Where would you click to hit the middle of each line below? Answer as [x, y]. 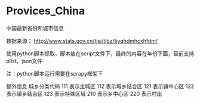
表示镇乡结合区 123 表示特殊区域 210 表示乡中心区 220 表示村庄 [84, 93]
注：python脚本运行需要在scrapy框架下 [55, 73]
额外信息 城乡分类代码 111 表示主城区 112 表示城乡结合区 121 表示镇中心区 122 [100, 86]
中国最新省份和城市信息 [35, 28]
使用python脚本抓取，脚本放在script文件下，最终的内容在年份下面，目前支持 [100, 53]
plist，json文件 [24, 61]
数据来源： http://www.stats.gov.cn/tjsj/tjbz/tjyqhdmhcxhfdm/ [82, 40]
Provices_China [46, 11]
